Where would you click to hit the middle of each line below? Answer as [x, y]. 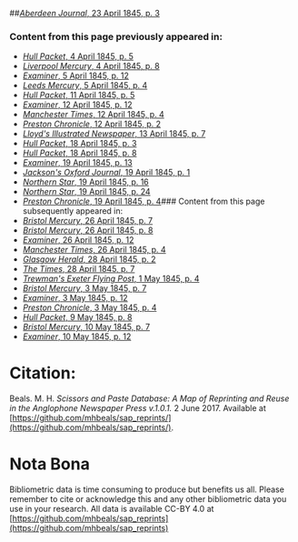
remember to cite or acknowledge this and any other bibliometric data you [148, 499]
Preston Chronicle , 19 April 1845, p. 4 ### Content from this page [144, 201]
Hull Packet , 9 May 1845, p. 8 [77, 317]
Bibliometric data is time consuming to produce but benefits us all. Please [147, 489]
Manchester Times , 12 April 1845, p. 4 [94, 115]
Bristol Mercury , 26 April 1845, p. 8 [88, 230]
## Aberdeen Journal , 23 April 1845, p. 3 [85, 13]
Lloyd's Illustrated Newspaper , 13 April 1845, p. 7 [114, 134]
